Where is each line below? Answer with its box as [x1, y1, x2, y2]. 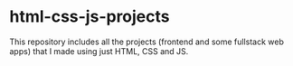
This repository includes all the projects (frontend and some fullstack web [9, 36, 285, 47]
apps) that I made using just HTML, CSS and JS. [9, 45, 189, 56]
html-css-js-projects [9, 6, 170, 27]
